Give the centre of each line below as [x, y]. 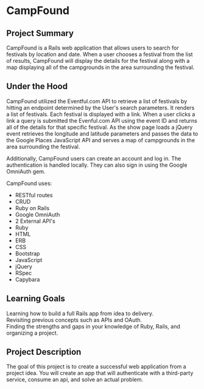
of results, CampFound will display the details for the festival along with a [98, 61]
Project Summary [40, 33]
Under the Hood [37, 86]
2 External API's [35, 221]
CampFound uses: [29, 183]
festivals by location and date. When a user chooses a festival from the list [100, 54]
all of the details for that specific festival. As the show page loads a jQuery [100, 127]
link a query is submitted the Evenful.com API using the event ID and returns [102, 120]
